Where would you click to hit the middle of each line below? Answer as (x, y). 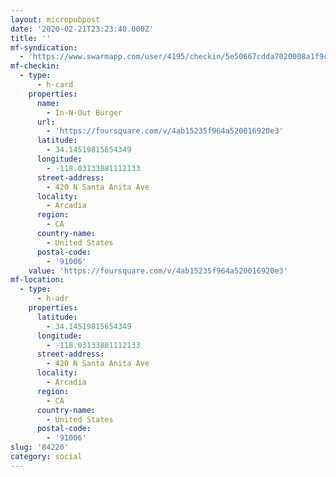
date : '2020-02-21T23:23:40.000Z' (82, 29)
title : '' (31, 38)
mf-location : (37, 280)
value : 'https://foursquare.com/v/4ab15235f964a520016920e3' (158, 271)
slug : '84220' (40, 447)
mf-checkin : (35, 66)
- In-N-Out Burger (84, 112)
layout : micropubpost (55, 19)
